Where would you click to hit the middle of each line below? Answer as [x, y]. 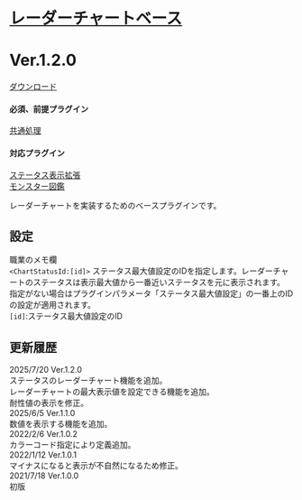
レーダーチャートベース [96, 19]
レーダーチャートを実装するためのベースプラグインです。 [115, 205]
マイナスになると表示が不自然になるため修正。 [96, 466]
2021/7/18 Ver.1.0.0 [44, 476]
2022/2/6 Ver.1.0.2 [44, 434]
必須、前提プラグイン [49, 108]
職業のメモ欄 [33, 260]
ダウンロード [33, 87]
